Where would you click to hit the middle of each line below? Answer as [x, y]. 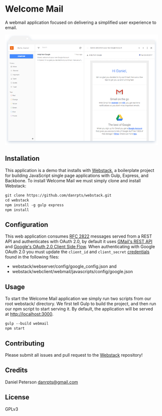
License [17, 397]
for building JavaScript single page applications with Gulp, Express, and [77, 175]
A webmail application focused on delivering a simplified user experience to [81, 22]
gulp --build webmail [27, 324]
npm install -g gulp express [34, 205]
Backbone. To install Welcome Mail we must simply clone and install [73, 180]
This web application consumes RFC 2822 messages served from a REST [79, 236]
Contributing [25, 343]
